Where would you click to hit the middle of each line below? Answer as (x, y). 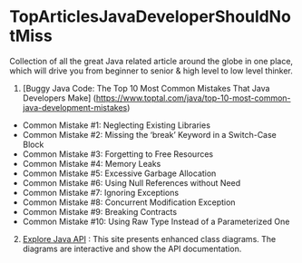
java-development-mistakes (75, 107)
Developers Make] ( (59, 98)
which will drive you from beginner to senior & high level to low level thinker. (151, 71)
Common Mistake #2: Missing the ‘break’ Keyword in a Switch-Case (149, 134)
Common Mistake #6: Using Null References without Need (132, 182)
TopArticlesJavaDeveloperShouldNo (151, 17)
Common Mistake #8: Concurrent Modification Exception (129, 202)
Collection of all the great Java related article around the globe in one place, (151, 61)
